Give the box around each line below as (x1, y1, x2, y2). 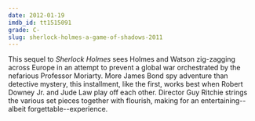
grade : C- (8, 26, 41, 34)
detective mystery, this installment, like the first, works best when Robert (8, 80, 243, 89)
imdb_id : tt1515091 (8, 19, 72, 27)
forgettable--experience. (27, 105, 108, 114)
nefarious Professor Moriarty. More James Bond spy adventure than (8, 71, 229, 80)
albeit (8, 105, 26, 114)
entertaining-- (200, 96, 246, 105)
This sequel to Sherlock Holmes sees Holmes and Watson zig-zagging (8, 55, 235, 64)
